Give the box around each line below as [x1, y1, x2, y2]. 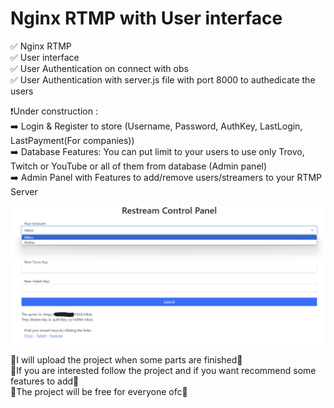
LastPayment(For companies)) [10, 134, 135, 146]
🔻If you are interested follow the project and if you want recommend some [10, 364, 317, 376]
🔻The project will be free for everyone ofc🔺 [10, 385, 188, 397]
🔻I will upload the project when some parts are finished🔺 [10, 353, 243, 366]
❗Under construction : [10, 105, 98, 117]
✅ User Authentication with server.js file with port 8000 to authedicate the [10, 73, 316, 86]
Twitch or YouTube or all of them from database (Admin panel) [10, 160, 268, 172]
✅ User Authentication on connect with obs [10, 62, 189, 74]
